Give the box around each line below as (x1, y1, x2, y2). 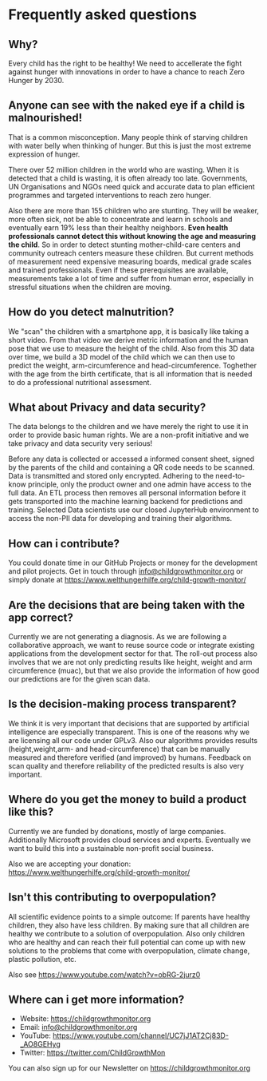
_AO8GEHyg (19, 1039, 61, 1049)
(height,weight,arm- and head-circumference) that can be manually (8, 744, 230, 753)
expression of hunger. (8, 149, 80, 159)
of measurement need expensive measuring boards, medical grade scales (8, 256, 253, 266)
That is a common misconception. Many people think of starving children (8, 132, 249, 141)
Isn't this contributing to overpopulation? (8, 891, 217, 904)
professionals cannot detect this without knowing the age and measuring (8, 231, 257, 240)
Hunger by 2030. (8, 76, 65, 85)
